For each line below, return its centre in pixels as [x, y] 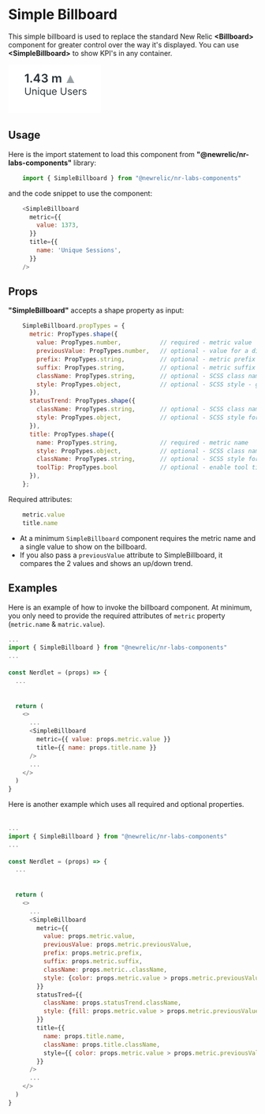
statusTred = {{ [60, 995]
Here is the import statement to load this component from [102, 154]
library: [85, 163]
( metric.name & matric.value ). [56, 624]
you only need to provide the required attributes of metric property [117, 615]
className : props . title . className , [101, 1045]
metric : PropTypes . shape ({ [73, 334]
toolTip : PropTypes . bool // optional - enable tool [142, 467]
